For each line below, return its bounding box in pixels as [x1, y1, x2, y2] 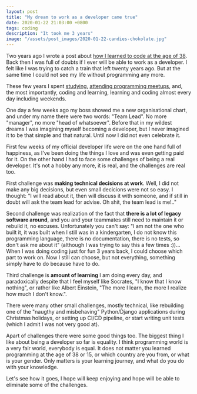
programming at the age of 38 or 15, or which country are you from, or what [6, 351, 189, 358]
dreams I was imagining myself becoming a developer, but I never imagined [6, 125, 189, 132]
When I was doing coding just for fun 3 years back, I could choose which [6, 248, 183, 255]
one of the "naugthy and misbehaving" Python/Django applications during [6, 308, 185, 315]
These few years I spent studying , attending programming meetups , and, [6, 83, 183, 89]
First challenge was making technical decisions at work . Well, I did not [6, 180, 179, 187]
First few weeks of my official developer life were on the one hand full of [6, 143, 182, 150]
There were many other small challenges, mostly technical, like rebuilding [6, 302, 184, 309]
